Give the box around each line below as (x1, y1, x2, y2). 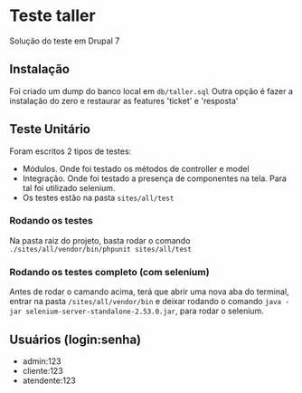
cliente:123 (22, 365, 63, 376)
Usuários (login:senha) (9, 331, 142, 347)
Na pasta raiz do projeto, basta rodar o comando (9, 235, 191, 245)
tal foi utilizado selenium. (22, 182, 116, 193)
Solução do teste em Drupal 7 (9, 35, 120, 46)
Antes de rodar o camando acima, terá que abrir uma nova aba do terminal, (9, 286, 289, 297)
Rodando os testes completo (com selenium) (9, 265, 210, 278)
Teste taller (9, 5, 97, 26)
